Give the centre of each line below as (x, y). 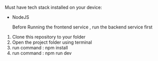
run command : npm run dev (42, 53)
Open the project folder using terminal (52, 42)
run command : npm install (40, 48)
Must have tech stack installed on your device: (53, 7)
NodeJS (21, 17)
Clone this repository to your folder (49, 37)
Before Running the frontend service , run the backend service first (82, 27)
